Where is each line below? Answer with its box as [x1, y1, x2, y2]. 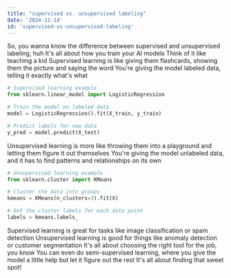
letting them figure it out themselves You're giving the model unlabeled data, [7, 149, 224, 157]
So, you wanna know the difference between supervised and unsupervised [7, 42, 221, 50]
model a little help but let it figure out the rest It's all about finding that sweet [7, 255, 224, 263]
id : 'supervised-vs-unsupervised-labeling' [7, 23, 134, 30]
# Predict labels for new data [7, 122, 97, 129]
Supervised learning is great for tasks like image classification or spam [7, 226, 208, 234]
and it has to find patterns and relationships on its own [7, 156, 162, 165]
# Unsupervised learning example [7, 169, 103, 176]
